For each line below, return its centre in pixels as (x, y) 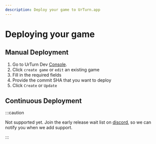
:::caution (15, 113)
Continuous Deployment (43, 101)
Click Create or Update (35, 85)
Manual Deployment (37, 52)
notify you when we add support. (39, 128)
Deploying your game (50, 34)
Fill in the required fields (37, 75)
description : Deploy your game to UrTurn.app (53, 10)
